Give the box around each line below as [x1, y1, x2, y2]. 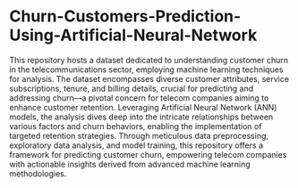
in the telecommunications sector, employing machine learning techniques [9, 64, 284, 75]
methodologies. [9, 168, 67, 179]
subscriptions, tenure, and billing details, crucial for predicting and [9, 83, 253, 94]
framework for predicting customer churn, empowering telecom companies [9, 149, 287, 159]
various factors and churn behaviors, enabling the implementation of [9, 120, 262, 131]
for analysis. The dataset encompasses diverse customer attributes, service [9, 73, 289, 84]
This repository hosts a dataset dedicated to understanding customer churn [9, 54, 289, 65]
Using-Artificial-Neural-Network [9, 25, 258, 45]
